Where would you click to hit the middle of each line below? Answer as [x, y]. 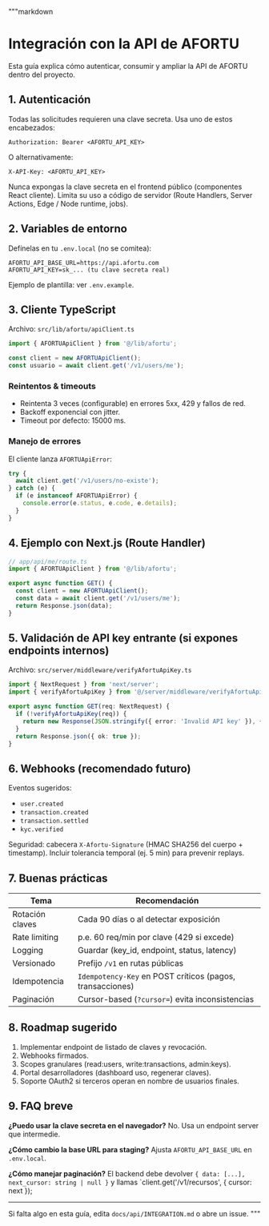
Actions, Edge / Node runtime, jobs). [68, 203]
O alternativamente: [41, 157]
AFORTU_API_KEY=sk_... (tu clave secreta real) [89, 270]
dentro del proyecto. [42, 74]
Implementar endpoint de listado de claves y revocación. [113, 1047]
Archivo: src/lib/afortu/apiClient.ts [71, 329]
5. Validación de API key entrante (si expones [123, 639]
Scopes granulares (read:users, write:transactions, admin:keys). [125, 1063]
